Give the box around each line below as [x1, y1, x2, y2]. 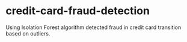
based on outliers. [5, 30, 51, 37]
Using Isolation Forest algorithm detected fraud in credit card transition [5, 24, 182, 31]
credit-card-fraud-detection [5, 4, 150, 18]
